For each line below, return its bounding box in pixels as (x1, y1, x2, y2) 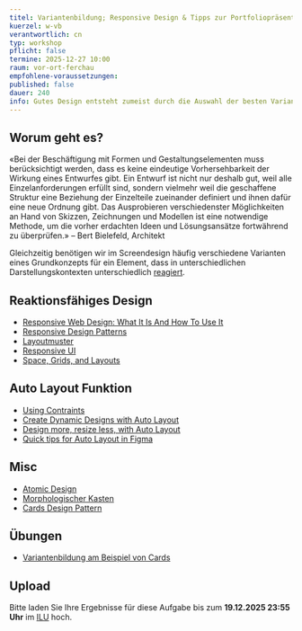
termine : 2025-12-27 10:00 (9, 55, 111, 64)
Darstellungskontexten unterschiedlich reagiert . (9, 267, 186, 278)
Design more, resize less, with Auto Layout (22, 423, 182, 434)
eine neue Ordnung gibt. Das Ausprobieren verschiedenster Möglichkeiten (9, 201, 285, 212)
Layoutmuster (22, 336, 75, 346)
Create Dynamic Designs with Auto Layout (22, 414, 180, 425)
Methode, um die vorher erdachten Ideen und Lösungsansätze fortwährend (9, 221, 289, 232)
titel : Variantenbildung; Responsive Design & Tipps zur (9, 13, 227, 22)
